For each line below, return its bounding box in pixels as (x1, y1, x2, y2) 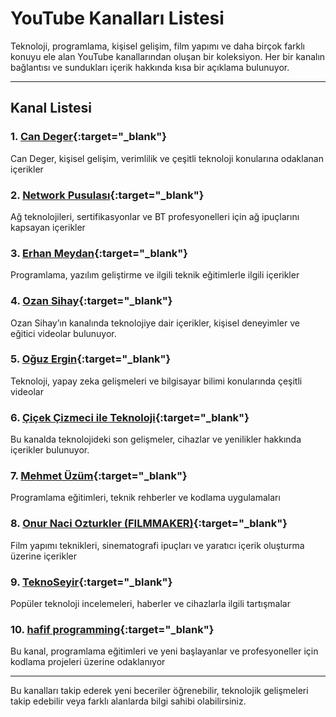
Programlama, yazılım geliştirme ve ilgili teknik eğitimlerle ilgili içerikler (10, 269, 300, 281)
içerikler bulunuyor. (10, 444, 90, 456)
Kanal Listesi (10, 100, 92, 117)
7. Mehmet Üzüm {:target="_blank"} (10, 469, 188, 483)
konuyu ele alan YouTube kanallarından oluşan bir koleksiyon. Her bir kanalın (10, 50, 326, 62)
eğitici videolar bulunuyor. (10, 327, 117, 339)
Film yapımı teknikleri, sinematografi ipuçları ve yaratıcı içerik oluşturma (10, 539, 305, 551)
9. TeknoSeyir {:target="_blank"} (10, 575, 173, 589)
